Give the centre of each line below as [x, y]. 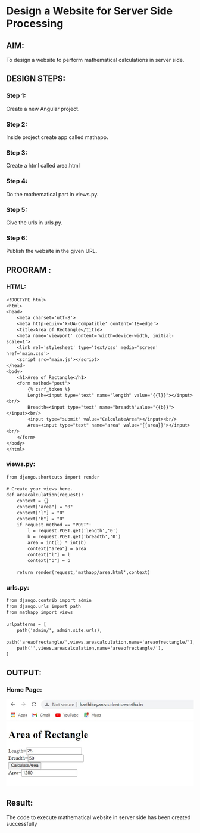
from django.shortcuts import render [53, 477]
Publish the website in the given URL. [52, 251]
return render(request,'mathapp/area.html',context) [84, 573]
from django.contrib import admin [49, 601]
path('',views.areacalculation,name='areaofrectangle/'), [90, 649]
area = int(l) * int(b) [57, 543]
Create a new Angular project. [43, 109]
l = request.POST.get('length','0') [73, 531]
